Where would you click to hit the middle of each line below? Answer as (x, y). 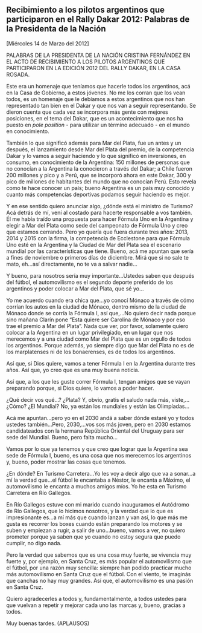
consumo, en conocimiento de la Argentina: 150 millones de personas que (98, 162)
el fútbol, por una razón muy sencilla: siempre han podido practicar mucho (99, 568)
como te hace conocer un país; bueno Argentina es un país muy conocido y (100, 188)
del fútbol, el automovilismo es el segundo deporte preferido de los (90, 282)
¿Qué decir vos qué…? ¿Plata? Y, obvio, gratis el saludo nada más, (88, 399)
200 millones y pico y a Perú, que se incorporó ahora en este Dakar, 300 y (99, 175)
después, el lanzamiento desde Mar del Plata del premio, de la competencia (100, 149)
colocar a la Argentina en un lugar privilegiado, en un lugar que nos (90, 332)
